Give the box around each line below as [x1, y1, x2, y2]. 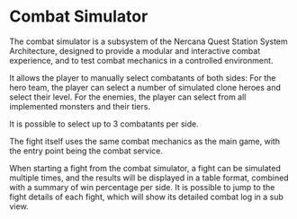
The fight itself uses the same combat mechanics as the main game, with [9, 136, 281, 146]
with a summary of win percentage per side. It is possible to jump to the [9, 181, 275, 192]
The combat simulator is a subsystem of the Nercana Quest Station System [9, 36, 288, 47]
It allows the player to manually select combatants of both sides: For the [9, 72, 276, 83]
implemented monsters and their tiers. [9, 101, 151, 111]
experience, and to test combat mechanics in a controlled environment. [9, 55, 274, 66]
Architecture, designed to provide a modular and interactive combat [9, 45, 261, 56]
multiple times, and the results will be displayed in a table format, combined [9, 172, 290, 183]
